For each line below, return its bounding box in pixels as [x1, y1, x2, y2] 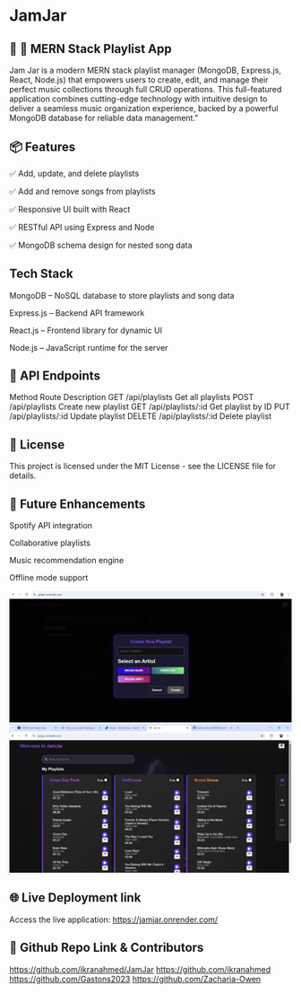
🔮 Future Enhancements [9, 496, 146, 511]
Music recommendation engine [9, 555, 125, 566]
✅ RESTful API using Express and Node [9, 222, 155, 232]
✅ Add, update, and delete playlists [9, 168, 140, 179]
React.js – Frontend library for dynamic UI [9, 325, 163, 335]
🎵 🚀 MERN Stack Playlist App [9, 41, 172, 57]
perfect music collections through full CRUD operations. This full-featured [9, 84, 282, 94]
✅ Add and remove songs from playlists [9, 186, 156, 196]
